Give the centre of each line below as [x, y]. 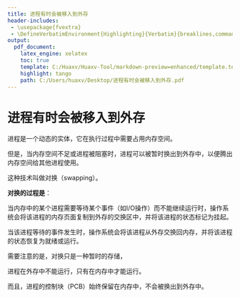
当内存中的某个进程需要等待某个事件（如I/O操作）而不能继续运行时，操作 [115, 208]
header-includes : [33, 21]
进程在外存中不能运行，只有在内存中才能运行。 [76, 271]
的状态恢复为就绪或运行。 [45, 241]
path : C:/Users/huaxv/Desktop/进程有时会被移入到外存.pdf [102, 80]
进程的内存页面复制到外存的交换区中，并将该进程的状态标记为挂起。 [132, 217]
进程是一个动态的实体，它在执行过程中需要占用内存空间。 [92, 139]
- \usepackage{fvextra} [46, 27]
